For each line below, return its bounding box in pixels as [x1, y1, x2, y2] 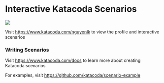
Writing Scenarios [5, 46, 49, 53]
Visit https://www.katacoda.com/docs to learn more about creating [5, 57, 141, 63]
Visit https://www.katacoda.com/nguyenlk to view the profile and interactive [5, 28, 160, 35]
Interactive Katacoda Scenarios [5, 3, 137, 15]
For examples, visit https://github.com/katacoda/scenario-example [5, 72, 140, 78]
